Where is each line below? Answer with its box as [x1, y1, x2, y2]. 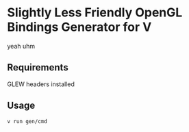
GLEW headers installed [7, 80, 75, 88]
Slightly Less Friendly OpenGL [7, 5, 183, 21]
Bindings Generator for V [7, 19, 152, 35]
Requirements [7, 62, 68, 73]
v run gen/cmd [7, 118, 48, 124]
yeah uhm [7, 42, 36, 50]
